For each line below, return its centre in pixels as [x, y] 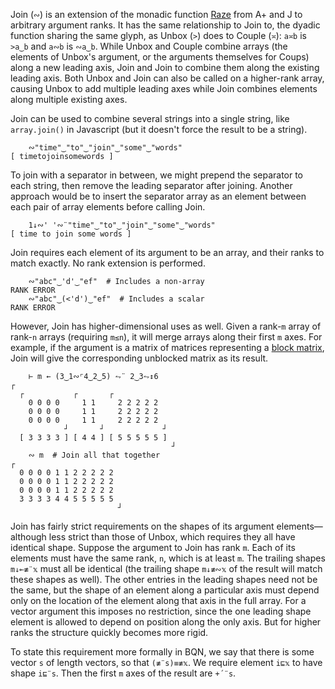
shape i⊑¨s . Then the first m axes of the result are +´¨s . [123, 673]
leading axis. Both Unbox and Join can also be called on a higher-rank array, [167, 78]
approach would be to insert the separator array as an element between [158, 196]
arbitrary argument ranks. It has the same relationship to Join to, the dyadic [165, 25]
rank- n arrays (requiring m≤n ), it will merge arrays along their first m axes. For [166, 337]
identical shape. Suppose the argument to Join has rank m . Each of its [153, 547]
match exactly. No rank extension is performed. [108, 263]
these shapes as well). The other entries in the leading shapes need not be [164, 579]
